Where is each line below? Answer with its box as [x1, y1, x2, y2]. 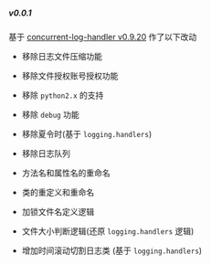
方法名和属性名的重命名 [21, 167, 111, 178]
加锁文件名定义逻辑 [21, 206, 95, 217]
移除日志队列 [21, 147, 70, 159]
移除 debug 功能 [21, 109, 79, 120]
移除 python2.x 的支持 [21, 90, 104, 101]
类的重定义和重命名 [21, 186, 95, 197]
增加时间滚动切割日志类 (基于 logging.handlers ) [21, 245, 203, 256]
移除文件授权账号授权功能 [21, 69, 119, 81]
